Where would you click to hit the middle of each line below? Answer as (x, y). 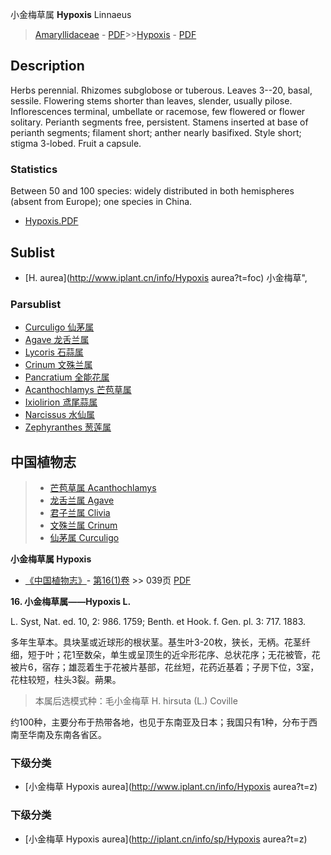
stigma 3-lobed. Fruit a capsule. (76, 143)
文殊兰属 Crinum (83, 525)
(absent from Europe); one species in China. (101, 202)
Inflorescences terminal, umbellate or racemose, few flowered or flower (158, 111)
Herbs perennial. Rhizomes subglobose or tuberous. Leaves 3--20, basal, (161, 90)
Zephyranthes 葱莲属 (68, 427)
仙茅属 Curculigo (84, 538)
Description (47, 66)
